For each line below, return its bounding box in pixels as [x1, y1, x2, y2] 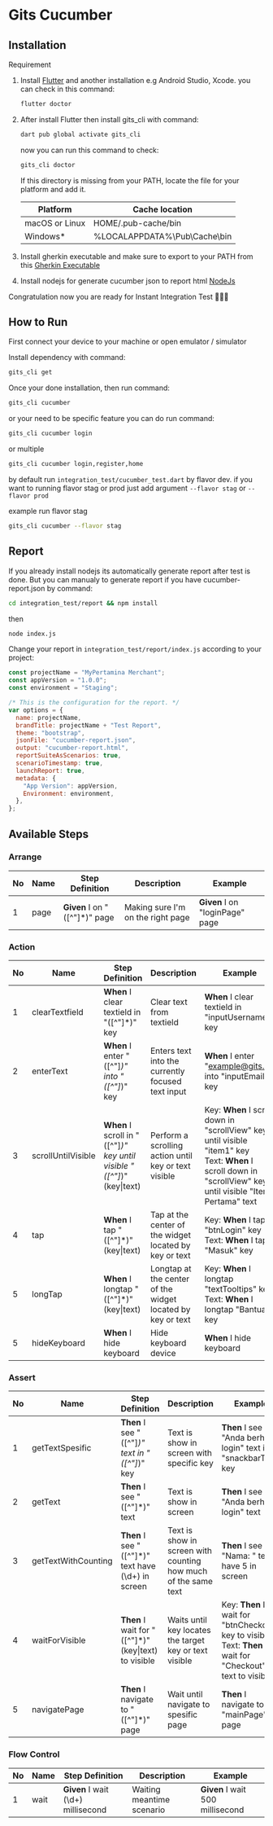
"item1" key [204, 1145, 250, 1157]
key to [221, 1630, 245, 1641]
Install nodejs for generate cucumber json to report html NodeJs [19, 275, 236, 286]
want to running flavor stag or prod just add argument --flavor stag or [8, 483, 246, 493]
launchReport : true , [15, 766, 85, 775]
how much [167, 1565, 208, 1577]
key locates [167, 1625, 211, 1636]
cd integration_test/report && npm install [8, 599, 158, 608]
